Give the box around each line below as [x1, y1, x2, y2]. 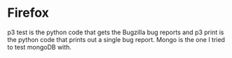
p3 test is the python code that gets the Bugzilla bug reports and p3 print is [7, 28, 224, 36]
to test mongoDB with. [7, 43, 72, 51]
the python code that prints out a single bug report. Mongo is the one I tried [7, 35, 226, 43]
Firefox [7, 5, 49, 21]
